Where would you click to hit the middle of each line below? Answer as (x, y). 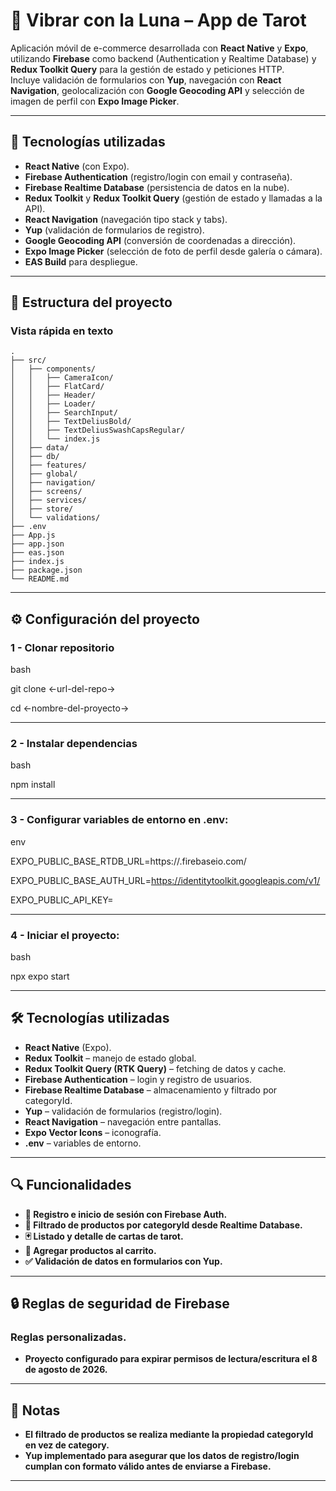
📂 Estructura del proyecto (91, 302)
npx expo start (40, 976)
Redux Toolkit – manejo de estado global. (110, 1058)
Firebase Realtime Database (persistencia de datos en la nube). (157, 187)
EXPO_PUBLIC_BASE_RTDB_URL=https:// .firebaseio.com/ (128, 861)
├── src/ (28, 360)
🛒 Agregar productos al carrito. (90, 1250)
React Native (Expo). (68, 1047)
